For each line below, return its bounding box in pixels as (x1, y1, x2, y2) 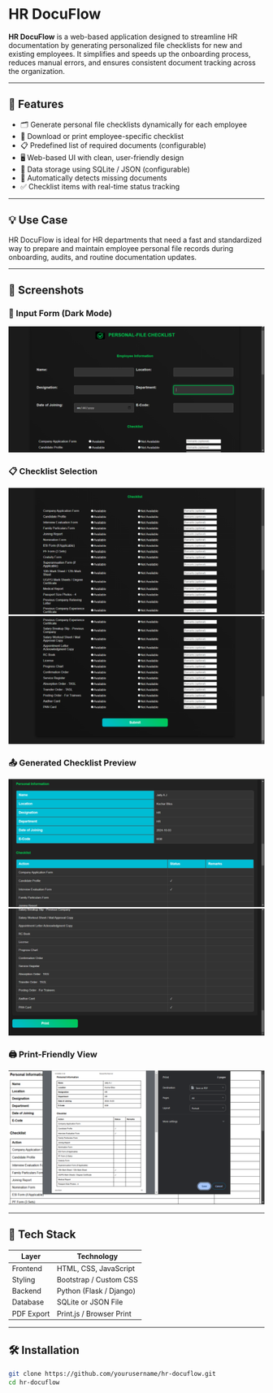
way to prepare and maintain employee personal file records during (8, 243, 234, 253)
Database (11, 1297, 45, 1307)
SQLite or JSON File (56, 1297, 123, 1307)
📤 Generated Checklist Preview (8, 757, 136, 769)
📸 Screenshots (8, 283, 84, 297)
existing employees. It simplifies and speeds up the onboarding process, (8, 49, 251, 59)
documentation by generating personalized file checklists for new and (8, 40, 242, 50)
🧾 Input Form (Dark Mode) (8, 307, 112, 319)
